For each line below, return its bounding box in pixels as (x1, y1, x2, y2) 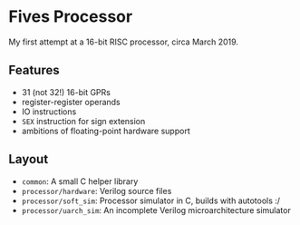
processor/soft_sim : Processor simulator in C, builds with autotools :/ (21, 195, 281, 206)
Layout (8, 152, 49, 167)
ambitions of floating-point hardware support (21, 125, 191, 136)
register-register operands (21, 96, 121, 107)
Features (8, 63, 60, 78)
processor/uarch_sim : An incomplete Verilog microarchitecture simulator (21, 204, 291, 215)
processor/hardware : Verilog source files (21, 185, 172, 196)
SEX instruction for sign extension (21, 115, 146, 126)
